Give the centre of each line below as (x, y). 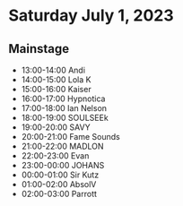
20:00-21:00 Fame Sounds (70, 137)
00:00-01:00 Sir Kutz (60, 175)
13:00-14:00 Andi (53, 70)
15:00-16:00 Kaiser (56, 89)
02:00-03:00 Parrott (59, 194)
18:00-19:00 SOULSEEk (65, 118)
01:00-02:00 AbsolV (59, 184)
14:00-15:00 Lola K (56, 80)
